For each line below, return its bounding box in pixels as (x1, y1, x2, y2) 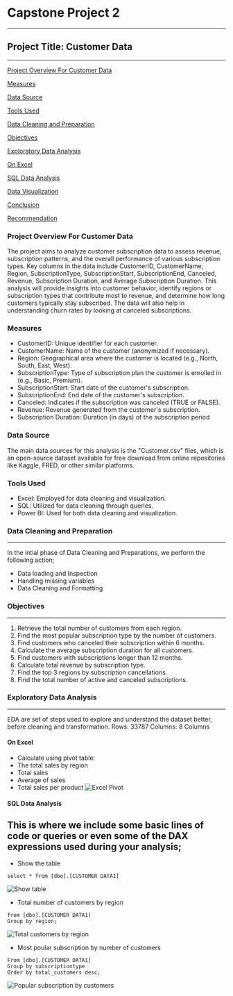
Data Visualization (7, 187, 59, 195)
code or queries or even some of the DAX (7, 830, 189, 842)
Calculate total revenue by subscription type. (17, 661, 146, 669)
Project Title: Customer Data (7, 41, 133, 53)
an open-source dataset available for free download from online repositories (7, 454, 225, 462)
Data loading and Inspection (17, 570, 98, 578)
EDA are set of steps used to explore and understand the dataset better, (7, 715, 213, 723)
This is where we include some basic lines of (7, 820, 205, 831)
